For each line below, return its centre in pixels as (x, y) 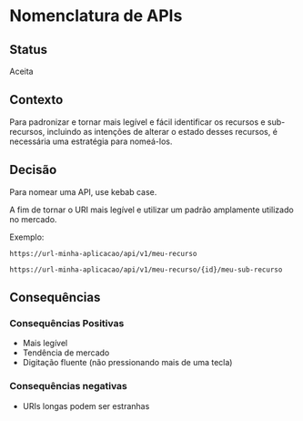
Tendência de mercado (66, 353)
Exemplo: (27, 237)
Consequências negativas (68, 386)
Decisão (33, 170)
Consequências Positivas (67, 323)
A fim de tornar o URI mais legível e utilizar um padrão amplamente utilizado (151, 210)
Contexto (36, 100)
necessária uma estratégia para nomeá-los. (91, 141)
